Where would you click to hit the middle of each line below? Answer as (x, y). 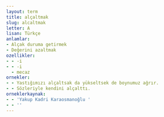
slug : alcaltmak (26, 22)
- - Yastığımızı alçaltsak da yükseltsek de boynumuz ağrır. (83, 83)
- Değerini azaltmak (31, 50)
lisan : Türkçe (24, 34)
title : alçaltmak (27, 17)
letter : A (18, 28)
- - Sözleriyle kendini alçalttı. (48, 89)
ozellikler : (21, 56)
